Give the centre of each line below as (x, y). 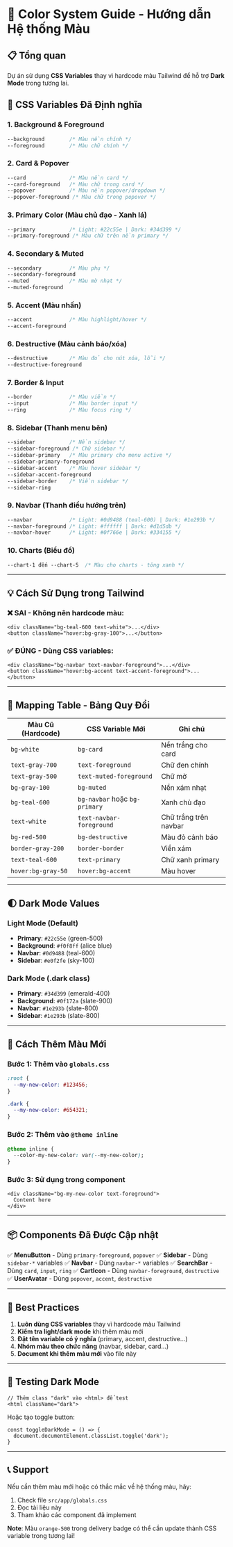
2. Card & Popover (38, 163)
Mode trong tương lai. (38, 83)
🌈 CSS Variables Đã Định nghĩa (75, 105)
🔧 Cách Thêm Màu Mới (57, 1044)
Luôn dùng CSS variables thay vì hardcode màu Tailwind (99, 1325)
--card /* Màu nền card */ (68, 178)
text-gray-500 (34, 777)
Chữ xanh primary (190, 860)
